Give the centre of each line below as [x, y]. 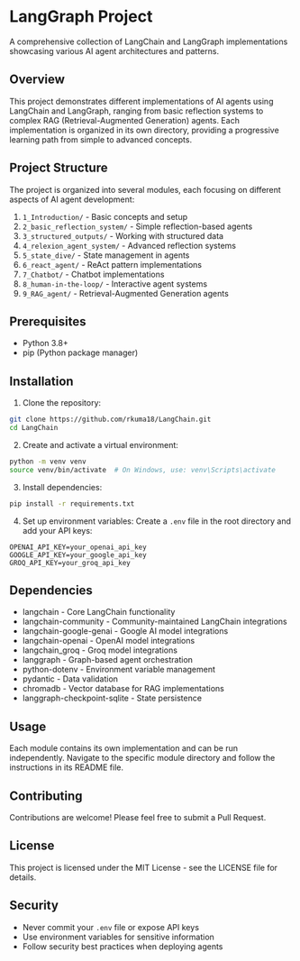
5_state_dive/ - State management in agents [106, 255]
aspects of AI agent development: [72, 199]
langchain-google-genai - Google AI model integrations [125, 631]
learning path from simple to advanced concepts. [100, 139]
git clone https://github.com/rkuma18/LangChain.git [110, 420]
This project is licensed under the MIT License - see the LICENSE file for [143, 867]
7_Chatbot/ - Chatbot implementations [93, 274]
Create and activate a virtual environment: [100, 444]
